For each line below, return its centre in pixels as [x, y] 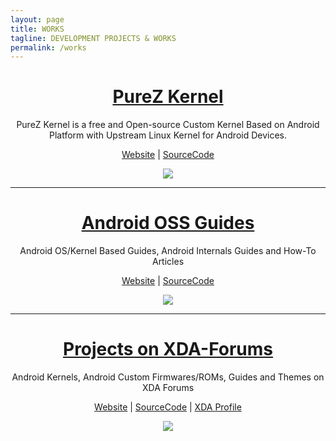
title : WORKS [37, 29]
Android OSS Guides [168, 223]
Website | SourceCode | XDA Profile [168, 407]
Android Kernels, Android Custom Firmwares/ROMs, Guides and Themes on [168, 377]
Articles [168, 262]
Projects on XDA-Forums [167, 349]
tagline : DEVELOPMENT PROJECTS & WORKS [93, 38]
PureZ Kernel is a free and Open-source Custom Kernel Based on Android [168, 125]
